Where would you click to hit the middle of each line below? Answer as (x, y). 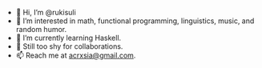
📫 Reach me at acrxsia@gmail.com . (76, 55)
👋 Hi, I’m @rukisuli (46, 12)
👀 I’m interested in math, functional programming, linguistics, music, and (135, 21)
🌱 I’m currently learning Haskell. (69, 38)
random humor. (41, 29)
